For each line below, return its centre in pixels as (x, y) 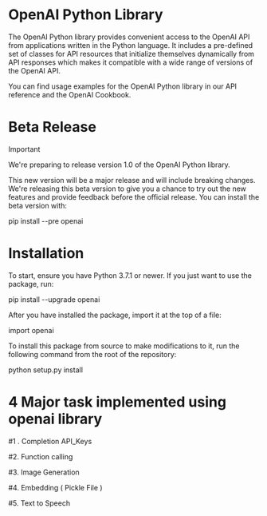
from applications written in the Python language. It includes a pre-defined (131, 45)
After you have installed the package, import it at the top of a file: (115, 315)
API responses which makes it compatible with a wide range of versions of (131, 62)
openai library (55, 419)
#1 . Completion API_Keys (50, 441)
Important (24, 149)
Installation (46, 254)
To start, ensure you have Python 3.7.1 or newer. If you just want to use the (130, 275)
